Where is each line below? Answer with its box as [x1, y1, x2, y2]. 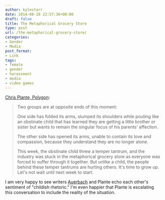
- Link [5, 53, 19, 58]
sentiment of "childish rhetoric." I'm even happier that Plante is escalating [5, 184, 154, 190]
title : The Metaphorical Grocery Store [5, 21, 87, 26]
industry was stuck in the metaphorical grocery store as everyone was [17, 154, 161, 160]
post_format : [5, 48, 32, 53]
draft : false [5, 16, 32, 21]
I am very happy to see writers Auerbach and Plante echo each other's [5, 179, 149, 185]
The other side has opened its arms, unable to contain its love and [17, 133, 152, 139]
